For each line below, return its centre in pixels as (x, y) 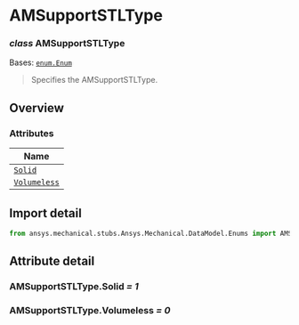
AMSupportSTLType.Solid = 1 (74, 287)
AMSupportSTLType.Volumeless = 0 (90, 311)
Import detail (45, 213)
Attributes (32, 133)
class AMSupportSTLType (67, 44)
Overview (37, 108)
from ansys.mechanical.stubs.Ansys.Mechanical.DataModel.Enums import (143, 233)
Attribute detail (52, 261)
